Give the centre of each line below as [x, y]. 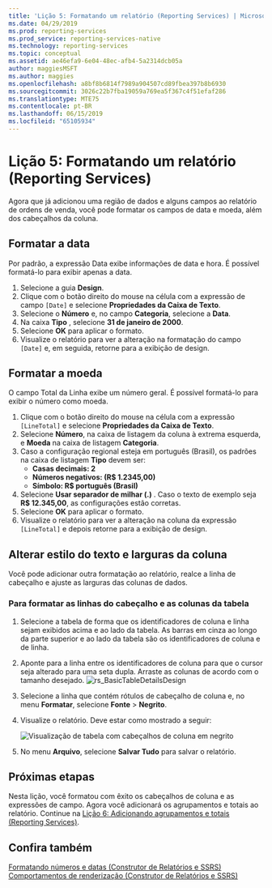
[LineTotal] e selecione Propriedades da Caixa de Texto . [117, 425]
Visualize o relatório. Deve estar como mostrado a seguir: [116, 720]
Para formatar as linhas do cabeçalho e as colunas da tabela [129, 604]
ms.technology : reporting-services [68, 46]
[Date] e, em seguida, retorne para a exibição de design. [115, 348]
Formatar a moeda [55, 374]
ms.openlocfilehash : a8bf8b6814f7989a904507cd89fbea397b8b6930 [117, 83]
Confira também [51, 847]
